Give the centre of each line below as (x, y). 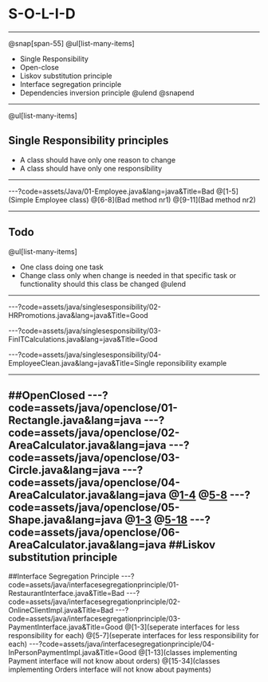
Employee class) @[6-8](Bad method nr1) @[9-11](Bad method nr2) (146, 199)
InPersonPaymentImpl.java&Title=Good (73, 653)
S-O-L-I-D (42, 14)
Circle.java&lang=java (64, 470)
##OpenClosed (47, 395)
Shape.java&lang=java (65, 520)
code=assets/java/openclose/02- (94, 432)
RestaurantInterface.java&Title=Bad (67, 594)
